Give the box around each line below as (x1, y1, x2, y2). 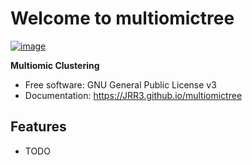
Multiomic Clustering (10, 59, 100, 71)
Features (10, 118, 67, 136)
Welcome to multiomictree (10, 7, 235, 30)
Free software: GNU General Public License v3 (24, 78, 217, 91)
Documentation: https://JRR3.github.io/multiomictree (24, 89, 243, 101)
